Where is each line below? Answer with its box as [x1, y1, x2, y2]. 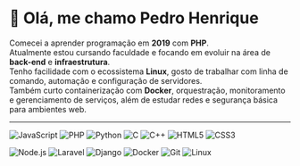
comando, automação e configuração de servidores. [9, 75, 203, 86]
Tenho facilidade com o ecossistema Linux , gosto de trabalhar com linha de [9, 66, 288, 77]
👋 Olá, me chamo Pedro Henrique [9, 8, 259, 29]
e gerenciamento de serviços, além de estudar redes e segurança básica [9, 94, 279, 105]
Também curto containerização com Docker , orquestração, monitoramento [9, 85, 286, 95]
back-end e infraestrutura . [9, 56, 111, 67]
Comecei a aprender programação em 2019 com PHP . [9, 37, 210, 48]
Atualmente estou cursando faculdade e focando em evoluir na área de [9, 46, 271, 57]
